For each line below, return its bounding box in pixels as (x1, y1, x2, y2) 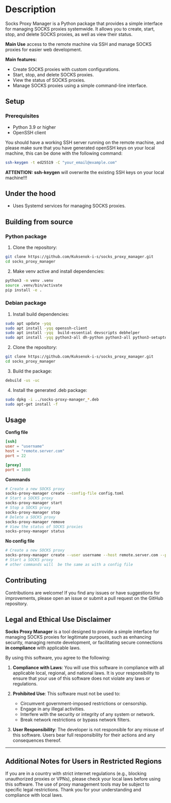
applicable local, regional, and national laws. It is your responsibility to (12, 670, 160, 676)
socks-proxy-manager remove (5, 519, 65, 525)
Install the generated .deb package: (12, 387, 88, 393)
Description (5, 4, 56, 15)
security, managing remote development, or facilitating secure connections (5, 640, 163, 646)
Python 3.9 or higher (12, 124, 56, 130)
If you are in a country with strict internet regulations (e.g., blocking (5, 770, 147, 777)
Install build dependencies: (12, 311, 70, 317)
